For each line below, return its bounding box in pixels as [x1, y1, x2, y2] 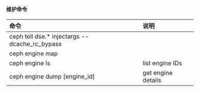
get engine [142, 69, 173, 77]
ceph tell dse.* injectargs [9, 33, 80, 41]
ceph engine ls [9, 59, 51, 68]
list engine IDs [142, 59, 183, 68]
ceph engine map [9, 49, 58, 58]
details [142, 76, 162, 84]
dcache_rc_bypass [9, 40, 62, 48]
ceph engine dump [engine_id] [9, 72, 95, 81]
